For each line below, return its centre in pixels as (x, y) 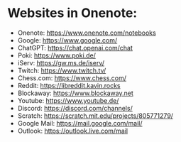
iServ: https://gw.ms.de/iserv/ (61, 62)
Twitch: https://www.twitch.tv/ (62, 70)
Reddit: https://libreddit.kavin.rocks (69, 85)
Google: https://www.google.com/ (67, 40)
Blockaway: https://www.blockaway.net (75, 93)
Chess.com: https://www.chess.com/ (72, 78)
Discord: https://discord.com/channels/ (75, 108)
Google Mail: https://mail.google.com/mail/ (80, 123)
